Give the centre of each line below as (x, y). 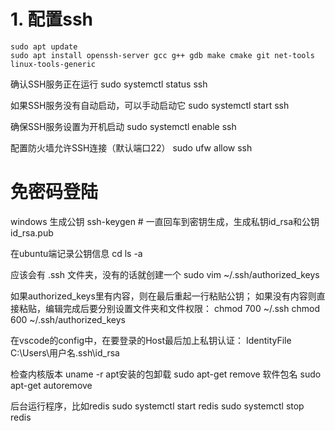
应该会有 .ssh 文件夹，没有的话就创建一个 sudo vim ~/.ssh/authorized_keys (165, 274)
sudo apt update (44, 46)
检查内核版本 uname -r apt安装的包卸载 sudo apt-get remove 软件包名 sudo (166, 374)
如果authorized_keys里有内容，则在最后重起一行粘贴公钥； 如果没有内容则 (163, 296)
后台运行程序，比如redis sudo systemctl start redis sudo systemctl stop (157, 406)
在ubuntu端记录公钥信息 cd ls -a (76, 253)
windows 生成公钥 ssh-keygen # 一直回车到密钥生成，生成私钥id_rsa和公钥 (165, 221)
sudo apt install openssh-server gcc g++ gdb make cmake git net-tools (162, 55)
